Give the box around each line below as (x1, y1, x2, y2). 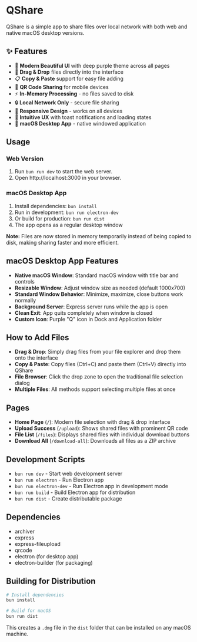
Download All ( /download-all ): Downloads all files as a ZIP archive (14, 437, 176, 445)
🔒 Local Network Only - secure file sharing (14, 98, 119, 106)
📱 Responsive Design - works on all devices (14, 107, 123, 114)
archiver (14, 528, 35, 535)
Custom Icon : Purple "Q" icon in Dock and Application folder (14, 315, 162, 322)
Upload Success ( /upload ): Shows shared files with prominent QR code (14, 425, 188, 432)
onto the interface (14, 354, 58, 361)
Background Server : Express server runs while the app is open (14, 303, 168, 310)
